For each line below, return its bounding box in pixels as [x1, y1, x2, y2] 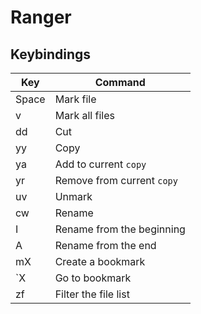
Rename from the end [54, 239, 157, 252]
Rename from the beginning [54, 222, 186, 236]
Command [94, 76, 146, 89]
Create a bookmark [54, 255, 146, 268]
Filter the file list [54, 287, 130, 301]
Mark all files [54, 109, 115, 122]
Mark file [54, 92, 97, 106]
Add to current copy [54, 157, 147, 171]
